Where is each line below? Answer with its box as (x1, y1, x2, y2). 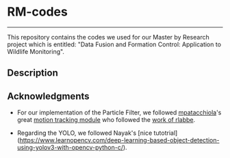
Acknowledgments (7, 90, 90, 102)
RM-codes (7, 4, 68, 20)
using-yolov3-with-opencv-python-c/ (16, 144, 124, 152)
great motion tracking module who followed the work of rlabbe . (16, 116, 196, 124)
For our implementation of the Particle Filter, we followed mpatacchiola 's (16, 108, 222, 116)
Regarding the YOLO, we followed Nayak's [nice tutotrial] (16, 129, 178, 137)
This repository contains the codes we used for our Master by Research (7, 33, 210, 41)
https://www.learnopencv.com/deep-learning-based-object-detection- (19, 136, 220, 144)
